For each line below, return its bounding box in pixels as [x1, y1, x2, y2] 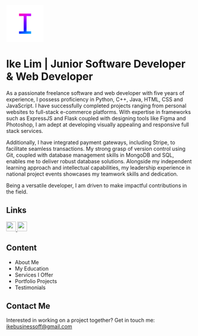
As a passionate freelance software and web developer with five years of [6, 89, 185, 96]
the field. [6, 188, 28, 195]
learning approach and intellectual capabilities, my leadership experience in [6, 164, 191, 171]
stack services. [6, 127, 43, 134]
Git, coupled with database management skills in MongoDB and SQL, [6, 151, 174, 159]
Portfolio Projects [14, 277, 58, 284]
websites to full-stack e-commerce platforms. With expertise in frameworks [6, 108, 191, 115]
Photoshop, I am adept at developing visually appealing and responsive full [6, 121, 190, 128]
